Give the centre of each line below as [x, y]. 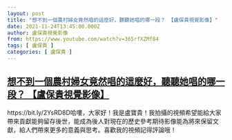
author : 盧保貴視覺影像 [38, 33]
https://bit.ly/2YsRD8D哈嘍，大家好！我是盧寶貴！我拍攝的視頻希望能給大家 [115, 112]
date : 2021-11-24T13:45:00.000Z [54, 26]
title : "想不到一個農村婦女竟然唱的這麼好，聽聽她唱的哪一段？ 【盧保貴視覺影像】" [113, 20]
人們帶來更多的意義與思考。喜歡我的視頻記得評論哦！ [101, 130]
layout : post [26, 13]
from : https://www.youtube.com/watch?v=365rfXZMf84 [83, 39]
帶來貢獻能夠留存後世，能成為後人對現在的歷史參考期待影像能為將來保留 [110, 121]
